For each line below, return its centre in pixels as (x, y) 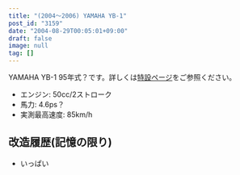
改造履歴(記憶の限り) (60, 142)
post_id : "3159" (36, 23)
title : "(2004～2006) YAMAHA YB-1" (67, 16)
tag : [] (21, 53)
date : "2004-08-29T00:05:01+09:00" (68, 31)
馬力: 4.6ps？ (42, 104)
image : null (28, 46)
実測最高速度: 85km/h (56, 115)
